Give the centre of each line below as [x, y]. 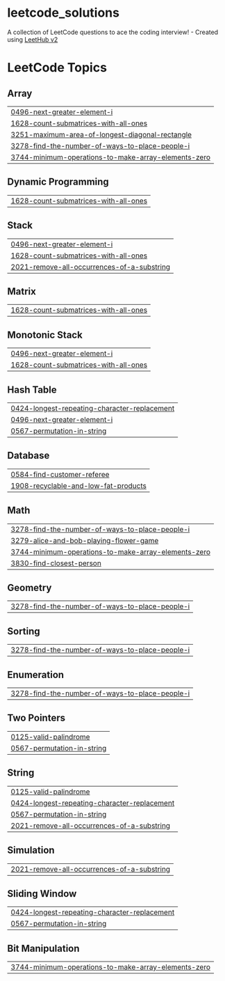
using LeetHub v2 [33, 39]
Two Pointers [36, 718]
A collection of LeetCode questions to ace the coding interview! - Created [113, 32]
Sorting [24, 631]
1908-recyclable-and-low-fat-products [79, 485]
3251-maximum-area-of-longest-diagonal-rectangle [101, 134]
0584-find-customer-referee [60, 474]
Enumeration [36, 674]
